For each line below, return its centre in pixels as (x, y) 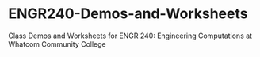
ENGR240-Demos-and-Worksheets (128, 14)
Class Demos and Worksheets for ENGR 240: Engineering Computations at (130, 36)
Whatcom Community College (57, 44)
